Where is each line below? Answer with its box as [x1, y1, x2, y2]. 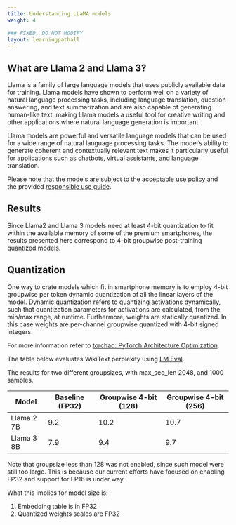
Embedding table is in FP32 [17, 502, 97, 510]
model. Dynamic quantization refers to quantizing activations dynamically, [7, 298, 221, 306]
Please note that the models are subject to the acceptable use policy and [7, 175, 218, 183]
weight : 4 [7, 17, 37, 24]
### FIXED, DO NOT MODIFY [7, 29, 83, 36]
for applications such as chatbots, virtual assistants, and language [7, 154, 199, 162]
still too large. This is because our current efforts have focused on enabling [7, 467, 225, 476]
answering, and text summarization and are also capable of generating [7, 103, 212, 112]
